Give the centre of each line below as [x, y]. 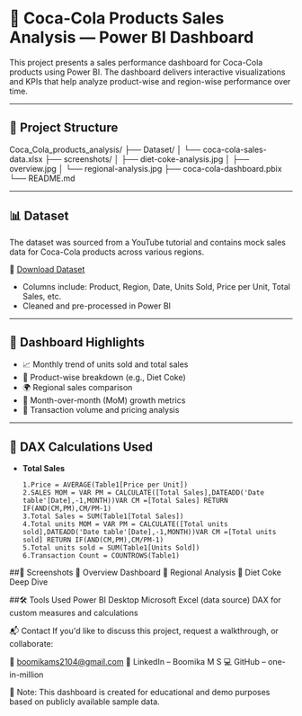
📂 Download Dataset [47, 269]
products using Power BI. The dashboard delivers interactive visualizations [147, 72]
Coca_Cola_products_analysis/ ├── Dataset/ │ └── [105, 149]
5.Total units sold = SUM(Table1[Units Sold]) [111, 548]
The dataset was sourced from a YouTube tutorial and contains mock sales [147, 242]
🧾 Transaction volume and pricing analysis [101, 410]
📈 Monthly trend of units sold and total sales [105, 364]
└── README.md [42, 178]
